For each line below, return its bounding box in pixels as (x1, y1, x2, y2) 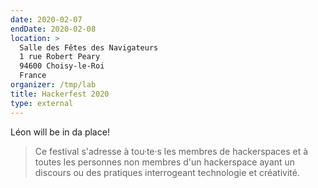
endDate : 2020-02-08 (10, 24, 97, 34)
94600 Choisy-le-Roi (19, 61, 105, 71)
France (19, 71, 47, 81)
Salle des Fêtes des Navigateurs (19, 42, 159, 53)
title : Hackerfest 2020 (10, 89, 110, 99)
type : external (10, 98, 74, 108)
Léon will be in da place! (10, 126, 110, 138)
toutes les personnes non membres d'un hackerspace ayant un (34, 156, 296, 168)
